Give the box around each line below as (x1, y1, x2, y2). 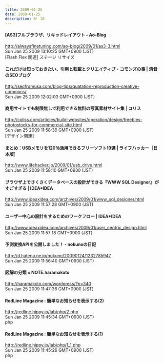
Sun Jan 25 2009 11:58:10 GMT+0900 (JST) (5, 167, 93, 173)
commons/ (5, 88, 27, 94)
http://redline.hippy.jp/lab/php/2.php (5, 309, 79, 315)
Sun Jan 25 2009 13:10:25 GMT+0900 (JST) (5, 48, 94, 54)
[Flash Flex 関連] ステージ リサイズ (5, 54, 75, 60)
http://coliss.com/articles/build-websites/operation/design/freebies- (5, 117, 143, 122)
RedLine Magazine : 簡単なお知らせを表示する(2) (5, 298, 104, 303)
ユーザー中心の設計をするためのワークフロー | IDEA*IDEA (5, 213, 122, 219)
